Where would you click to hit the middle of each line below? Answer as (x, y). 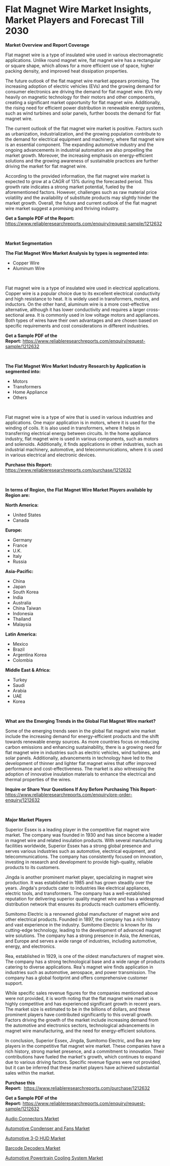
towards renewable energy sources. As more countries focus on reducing (82, 742)
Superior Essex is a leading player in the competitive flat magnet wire (77, 829)
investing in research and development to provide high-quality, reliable (79, 862)
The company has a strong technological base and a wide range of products (85, 961)
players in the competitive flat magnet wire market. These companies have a (85, 1046)
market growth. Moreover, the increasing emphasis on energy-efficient (79, 155)
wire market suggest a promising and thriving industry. (62, 208)
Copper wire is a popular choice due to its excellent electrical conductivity (83, 293)
